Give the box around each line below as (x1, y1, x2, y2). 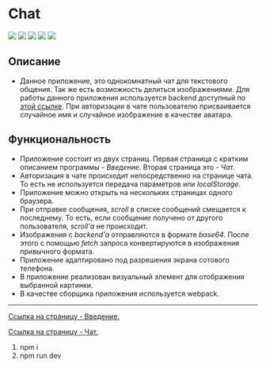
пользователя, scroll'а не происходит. (19, 221, 148, 231)
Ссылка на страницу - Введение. (8, 311, 120, 321)
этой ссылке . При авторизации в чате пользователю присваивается (19, 101, 251, 111)
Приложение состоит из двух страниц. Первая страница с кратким (19, 154, 249, 163)
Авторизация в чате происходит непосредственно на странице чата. (19, 171, 253, 180)
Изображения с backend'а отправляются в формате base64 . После (19, 229, 249, 239)
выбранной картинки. (19, 280, 93, 289)
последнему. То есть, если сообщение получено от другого (19, 213, 223, 222)
